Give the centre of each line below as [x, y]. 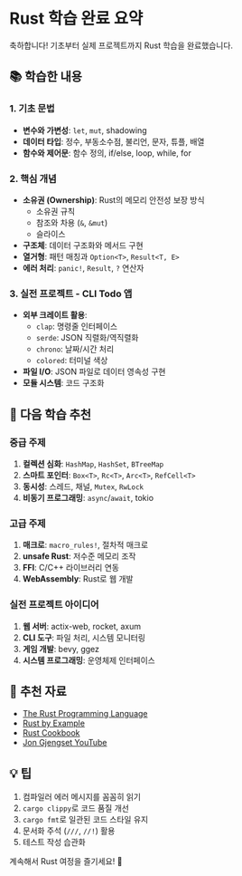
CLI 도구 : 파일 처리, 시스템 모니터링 [84, 637]
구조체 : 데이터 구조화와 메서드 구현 [83, 245]
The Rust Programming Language [85, 714]
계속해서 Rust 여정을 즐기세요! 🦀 [66, 862]
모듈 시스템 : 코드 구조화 [63, 383]
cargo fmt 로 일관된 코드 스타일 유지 [85, 820]
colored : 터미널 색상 [72, 361]
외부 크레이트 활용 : [55, 315]
